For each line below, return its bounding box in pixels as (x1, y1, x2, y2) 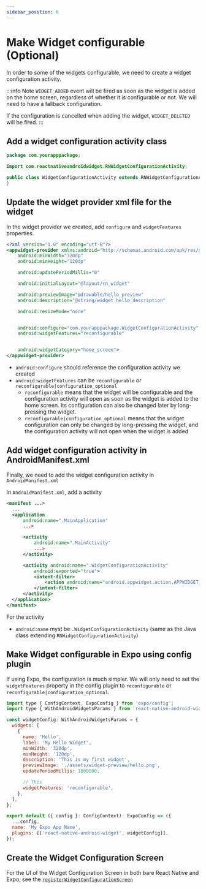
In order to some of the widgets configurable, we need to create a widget (6, 69, 191, 76)
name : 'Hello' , (22, 733, 62, 740)
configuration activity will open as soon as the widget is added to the (24, 395, 199, 403)
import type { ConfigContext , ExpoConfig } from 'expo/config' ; (6, 700, 174, 706)
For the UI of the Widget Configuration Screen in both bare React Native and (6, 869, 199, 876)
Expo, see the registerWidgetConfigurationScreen (6, 876, 133, 883)
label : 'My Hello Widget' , (22, 740, 92, 746)
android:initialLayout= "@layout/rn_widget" (17, 281, 131, 287)
